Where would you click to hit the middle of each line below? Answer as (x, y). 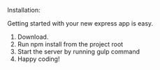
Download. (33, 37)
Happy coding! (38, 59)
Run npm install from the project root (70, 44)
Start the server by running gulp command (79, 52)
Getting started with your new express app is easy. (80, 23)
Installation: (24, 10)
